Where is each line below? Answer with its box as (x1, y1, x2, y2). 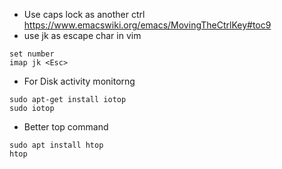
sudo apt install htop (9, 140, 104, 150)
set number (9, 49, 55, 59)
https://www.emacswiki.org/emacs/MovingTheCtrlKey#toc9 (23, 19, 272, 31)
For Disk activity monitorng (23, 75, 136, 87)
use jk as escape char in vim (23, 30, 142, 41)
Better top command (23, 121, 109, 133)
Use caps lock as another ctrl (23, 9, 146, 20)
